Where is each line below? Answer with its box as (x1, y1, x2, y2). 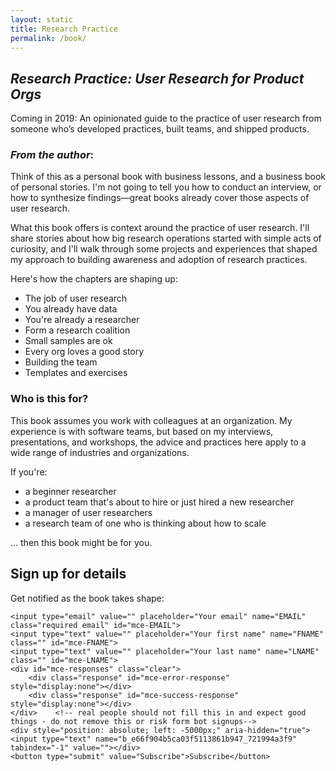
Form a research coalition (24, 324, 131, 336)
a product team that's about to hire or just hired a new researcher (24, 496, 295, 508)
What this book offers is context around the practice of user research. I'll (10, 222, 310, 234)
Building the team (24, 356, 98, 368)
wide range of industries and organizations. (10, 446, 190, 458)
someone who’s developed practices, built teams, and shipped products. (10, 123, 310, 135)
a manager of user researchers (24, 506, 153, 518)
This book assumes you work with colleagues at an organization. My (10, 414, 293, 426)
